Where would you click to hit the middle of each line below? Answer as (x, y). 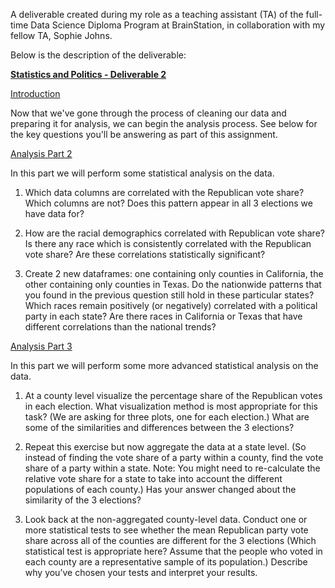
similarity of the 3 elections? (83, 500)
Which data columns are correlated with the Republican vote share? (164, 192)
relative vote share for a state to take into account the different (153, 478)
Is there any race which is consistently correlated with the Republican (168, 243)
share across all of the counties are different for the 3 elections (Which (170, 540)
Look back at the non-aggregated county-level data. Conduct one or (166, 519)
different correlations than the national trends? (120, 327)
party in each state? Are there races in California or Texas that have (163, 316)
